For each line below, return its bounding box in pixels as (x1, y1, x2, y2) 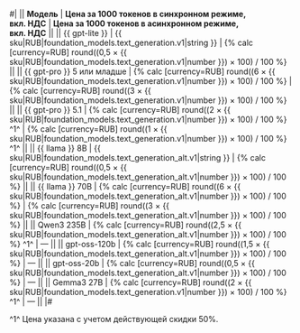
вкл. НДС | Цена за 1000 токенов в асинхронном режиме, (9, 18, 240, 29)
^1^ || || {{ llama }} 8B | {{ (9, 143, 102, 153)
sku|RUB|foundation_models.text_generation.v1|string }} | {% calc (9, 37, 254, 48)
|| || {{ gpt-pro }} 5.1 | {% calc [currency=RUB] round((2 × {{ (9, 105, 232, 115)
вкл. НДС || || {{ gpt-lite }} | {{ (9, 28, 123, 38)
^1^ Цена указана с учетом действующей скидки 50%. (9, 314, 219, 324)
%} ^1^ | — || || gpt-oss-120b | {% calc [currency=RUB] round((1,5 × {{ (9, 239, 270, 249)
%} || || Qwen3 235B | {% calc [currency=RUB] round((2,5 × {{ (9, 219, 241, 230)
